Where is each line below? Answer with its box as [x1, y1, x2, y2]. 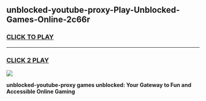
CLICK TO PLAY [6, 33, 54, 42]
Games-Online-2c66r [6, 15, 91, 25]
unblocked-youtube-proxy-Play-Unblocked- [6, 5, 180, 15]
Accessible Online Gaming [6, 88, 75, 95]
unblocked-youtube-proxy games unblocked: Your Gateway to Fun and [6, 81, 192, 88]
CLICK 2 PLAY [6, 56, 49, 64]
